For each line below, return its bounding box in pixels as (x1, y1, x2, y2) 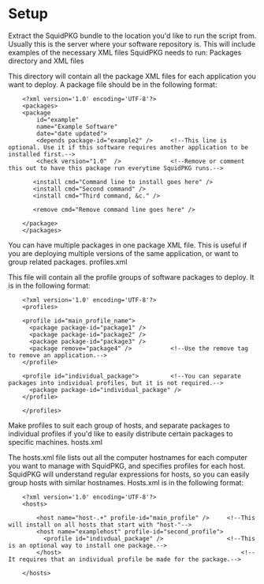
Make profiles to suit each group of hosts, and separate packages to (8, 420, 230, 430)
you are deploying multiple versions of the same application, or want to (8, 248, 239, 258)
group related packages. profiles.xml (8, 257, 128, 266)
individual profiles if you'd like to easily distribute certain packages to (8, 428, 233, 439)
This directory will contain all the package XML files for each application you (8, 71, 256, 81)
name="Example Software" (36, 122, 118, 130)
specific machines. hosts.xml (8, 437, 102, 446)
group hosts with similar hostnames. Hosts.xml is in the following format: (8, 477, 244, 487)
